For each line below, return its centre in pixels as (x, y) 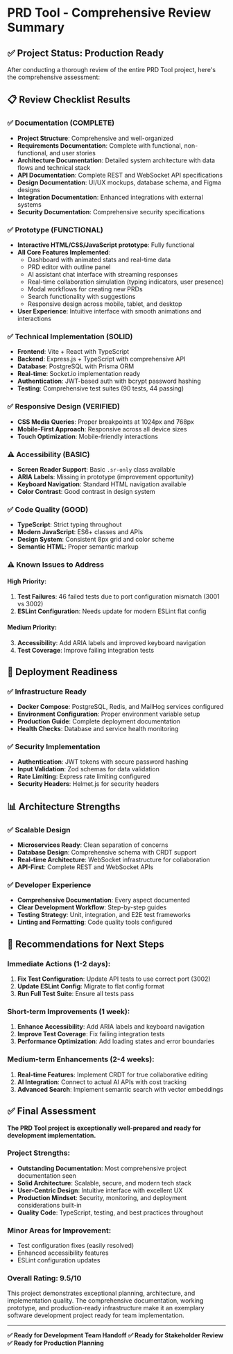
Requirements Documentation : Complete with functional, (100, 145)
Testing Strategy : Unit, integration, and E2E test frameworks (104, 915)
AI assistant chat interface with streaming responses (103, 274)
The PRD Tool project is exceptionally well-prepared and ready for (104, 1128)
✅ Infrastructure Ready (47, 692)
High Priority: (27, 581)
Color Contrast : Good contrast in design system (86, 491)
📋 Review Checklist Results (69, 100)
